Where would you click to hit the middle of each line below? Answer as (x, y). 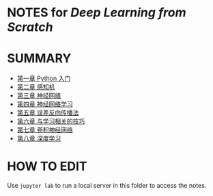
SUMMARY (39, 59)
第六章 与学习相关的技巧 (51, 121)
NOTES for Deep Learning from (97, 13)
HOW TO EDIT (47, 167)
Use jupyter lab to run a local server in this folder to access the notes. (107, 186)
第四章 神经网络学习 (45, 104)
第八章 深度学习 (39, 138)
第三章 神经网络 (39, 96)
